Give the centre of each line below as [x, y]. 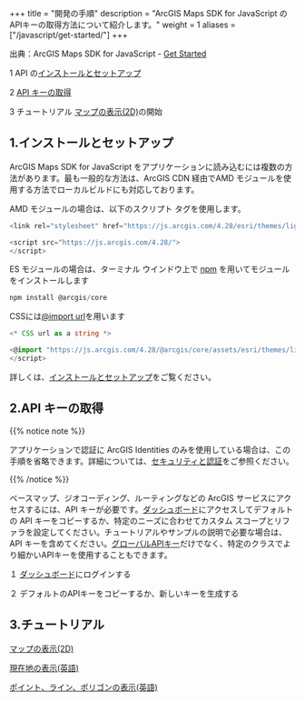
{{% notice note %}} [48, 431]
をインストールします [49, 281]
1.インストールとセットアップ [92, 143]
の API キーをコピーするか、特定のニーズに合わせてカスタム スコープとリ [146, 520]
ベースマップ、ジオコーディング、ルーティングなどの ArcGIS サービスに [143, 497]
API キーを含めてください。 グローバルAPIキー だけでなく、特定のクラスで [146, 543]
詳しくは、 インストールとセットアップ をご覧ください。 [113, 376]
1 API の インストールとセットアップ [75, 73]
